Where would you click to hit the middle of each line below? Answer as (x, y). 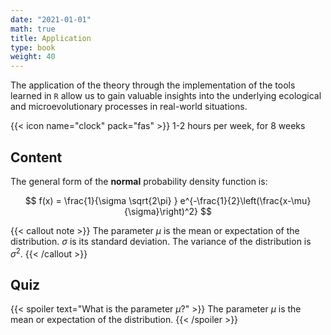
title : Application (51, 38)
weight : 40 (33, 57)
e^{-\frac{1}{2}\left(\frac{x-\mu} (245, 200)
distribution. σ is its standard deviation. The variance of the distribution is (161, 241)
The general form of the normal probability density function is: (139, 181)
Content (36, 157)
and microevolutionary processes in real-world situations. (129, 107)
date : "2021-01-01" (51, 19)
